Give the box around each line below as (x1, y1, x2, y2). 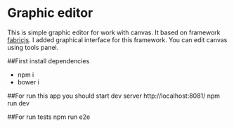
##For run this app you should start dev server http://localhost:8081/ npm (7, 91, 220, 100)
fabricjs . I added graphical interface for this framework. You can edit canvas (7, 35, 228, 44)
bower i (17, 77, 40, 86)
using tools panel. (7, 43, 59, 51)
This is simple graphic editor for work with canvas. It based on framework (7, 28, 221, 37)
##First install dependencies (7, 56, 90, 65)
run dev (7, 98, 30, 107)
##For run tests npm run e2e (7, 113, 91, 121)
